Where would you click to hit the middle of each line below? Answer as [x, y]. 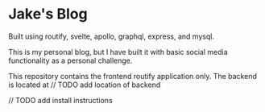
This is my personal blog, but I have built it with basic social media [118, 52]
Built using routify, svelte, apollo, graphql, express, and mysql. [112, 36]
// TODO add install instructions [60, 100]
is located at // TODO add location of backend [85, 85]
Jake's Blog [48, 14]
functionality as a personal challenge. [70, 60]
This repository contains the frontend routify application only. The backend [133, 76]
